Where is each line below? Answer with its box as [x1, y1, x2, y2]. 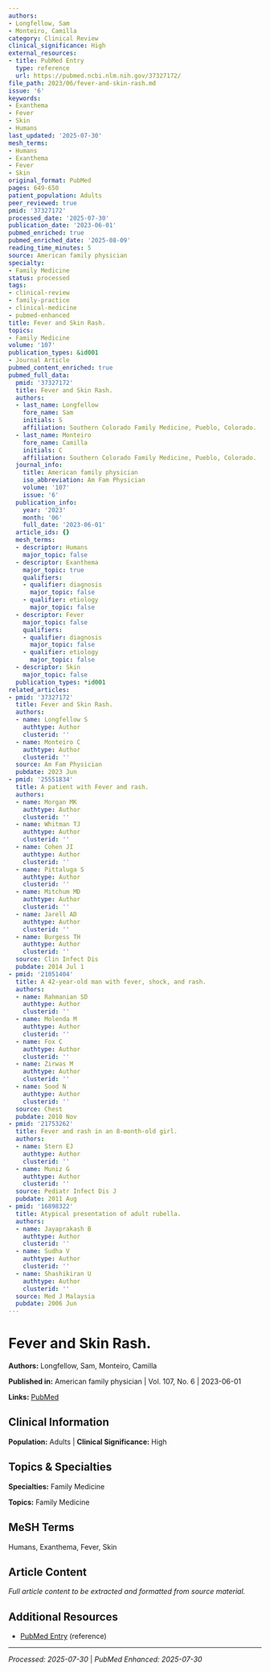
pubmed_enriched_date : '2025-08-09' [8, 237, 131, 245]
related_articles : [8, 685, 70, 693]
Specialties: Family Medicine [8, 1481, 105, 1491]
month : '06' [22, 513, 63, 522]
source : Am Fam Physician [15, 760, 103, 769]
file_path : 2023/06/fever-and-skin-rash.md [8, 79, 157, 87]
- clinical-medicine [8, 304, 78, 312]
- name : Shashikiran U [15, 1269, 92, 1277]
